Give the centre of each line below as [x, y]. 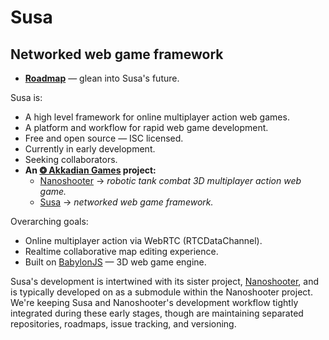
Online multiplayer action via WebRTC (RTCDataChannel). [143, 240]
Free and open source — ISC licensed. [104, 138]
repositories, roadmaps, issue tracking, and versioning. [123, 324]
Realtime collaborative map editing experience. [121, 251]
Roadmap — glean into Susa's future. [102, 78]
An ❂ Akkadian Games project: [90, 170]
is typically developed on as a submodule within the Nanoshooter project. [161, 292]
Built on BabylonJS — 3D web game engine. [115, 262]
